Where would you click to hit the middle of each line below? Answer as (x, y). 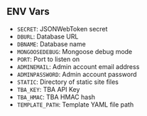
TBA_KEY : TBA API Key (48, 89)
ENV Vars (28, 12)
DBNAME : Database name (51, 44)
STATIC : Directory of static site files (67, 82)
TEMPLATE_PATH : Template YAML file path (75, 104)
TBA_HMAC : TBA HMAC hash (56, 97)
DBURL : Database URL (48, 36)
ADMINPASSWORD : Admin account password (77, 74)
